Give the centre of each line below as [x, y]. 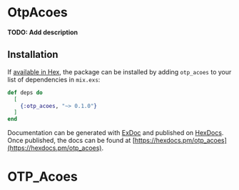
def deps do [25, 92]
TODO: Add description [43, 32]
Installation [33, 55]
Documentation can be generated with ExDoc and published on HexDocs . [116, 133]
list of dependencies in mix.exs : [54, 79]
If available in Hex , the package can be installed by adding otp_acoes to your [119, 71]
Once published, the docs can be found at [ [71, 141]
